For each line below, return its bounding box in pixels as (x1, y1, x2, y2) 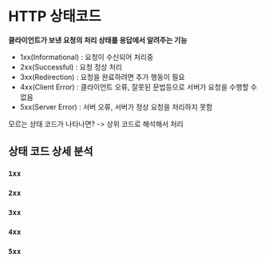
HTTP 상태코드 (8, 7, 102, 26)
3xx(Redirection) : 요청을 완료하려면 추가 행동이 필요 (19, 72, 185, 81)
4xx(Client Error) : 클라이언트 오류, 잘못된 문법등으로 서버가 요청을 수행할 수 (19, 81, 258, 92)
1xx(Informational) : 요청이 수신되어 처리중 (19, 52, 154, 62)
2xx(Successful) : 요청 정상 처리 (19, 62, 122, 72)
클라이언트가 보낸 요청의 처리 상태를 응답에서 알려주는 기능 (8, 35, 188, 45)
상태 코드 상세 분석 (8, 145, 93, 158)
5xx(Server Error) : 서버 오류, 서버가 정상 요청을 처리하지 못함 (19, 101, 213, 112)
